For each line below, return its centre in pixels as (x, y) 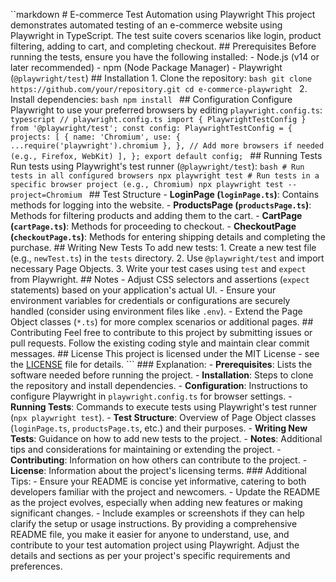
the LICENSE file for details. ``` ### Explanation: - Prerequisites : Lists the (161, 364)
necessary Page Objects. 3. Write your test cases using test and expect (158, 268)
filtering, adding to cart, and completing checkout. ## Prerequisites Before (163, 46)
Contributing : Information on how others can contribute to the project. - (159, 460)
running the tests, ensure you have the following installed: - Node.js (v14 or (165, 57)
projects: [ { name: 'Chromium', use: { (96, 137)
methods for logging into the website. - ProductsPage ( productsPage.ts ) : (161, 205)
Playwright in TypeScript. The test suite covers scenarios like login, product (166, 35)
